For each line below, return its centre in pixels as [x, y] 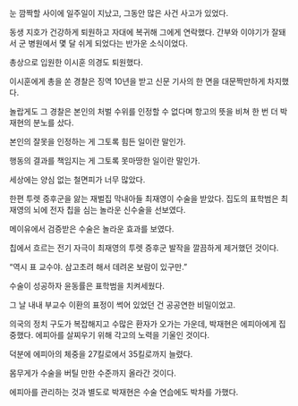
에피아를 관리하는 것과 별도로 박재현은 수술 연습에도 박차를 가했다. [124, 392]
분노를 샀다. [53, 123]
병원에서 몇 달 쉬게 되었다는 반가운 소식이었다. [108, 43]
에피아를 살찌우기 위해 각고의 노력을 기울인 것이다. [123, 335]
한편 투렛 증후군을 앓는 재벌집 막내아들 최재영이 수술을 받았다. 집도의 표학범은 [144, 199]
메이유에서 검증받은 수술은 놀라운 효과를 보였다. [92, 229]
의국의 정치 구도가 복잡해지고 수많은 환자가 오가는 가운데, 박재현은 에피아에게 [143, 324]
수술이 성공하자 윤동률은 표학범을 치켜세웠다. [87, 286]
